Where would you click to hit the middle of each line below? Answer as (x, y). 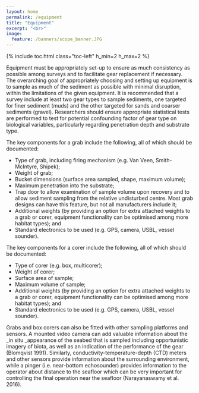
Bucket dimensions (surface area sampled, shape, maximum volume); (100, 179)
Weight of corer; (35, 272)
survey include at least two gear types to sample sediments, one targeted (96, 99)
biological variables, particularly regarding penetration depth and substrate (98, 125)
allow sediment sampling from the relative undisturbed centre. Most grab (104, 198)
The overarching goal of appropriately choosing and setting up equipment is (99, 80)
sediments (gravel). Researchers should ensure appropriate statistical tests (98, 112)
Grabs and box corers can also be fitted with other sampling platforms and (97, 327)
